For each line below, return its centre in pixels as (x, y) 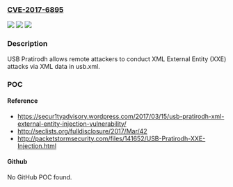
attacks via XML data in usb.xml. (54, 66)
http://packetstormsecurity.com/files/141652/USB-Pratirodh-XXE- (111, 138)
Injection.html (37, 146)
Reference (23, 101)
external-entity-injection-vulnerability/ (72, 124)
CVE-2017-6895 (35, 10)
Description (27, 44)
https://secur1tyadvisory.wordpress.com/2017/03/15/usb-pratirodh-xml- (121, 116)
